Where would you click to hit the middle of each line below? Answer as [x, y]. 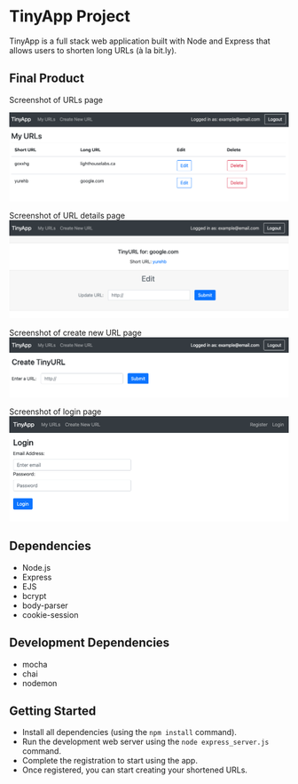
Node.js [36, 567]
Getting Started [53, 711]
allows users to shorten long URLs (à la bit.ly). [93, 50]
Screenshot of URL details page [67, 216]
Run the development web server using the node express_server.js [145, 742]
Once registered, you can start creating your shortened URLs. [135, 770]
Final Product [47, 79]
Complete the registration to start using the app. [110, 761]
